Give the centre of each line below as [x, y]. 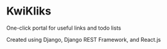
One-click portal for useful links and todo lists [64, 28]
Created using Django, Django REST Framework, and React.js [83, 39]
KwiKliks [29, 11]
